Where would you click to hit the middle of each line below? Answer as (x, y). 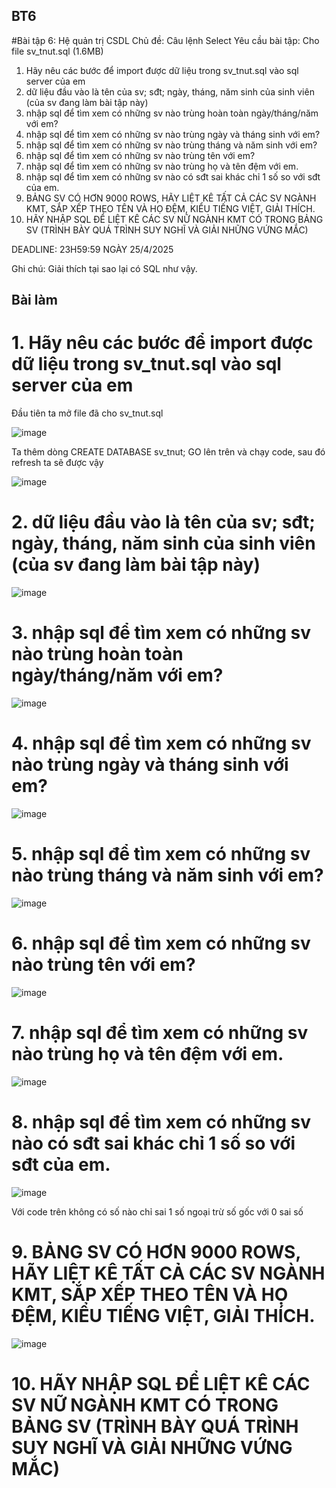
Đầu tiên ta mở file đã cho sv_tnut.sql (87, 413)
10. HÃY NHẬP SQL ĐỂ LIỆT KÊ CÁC (161, 1383)
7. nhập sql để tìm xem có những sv (160, 1033)
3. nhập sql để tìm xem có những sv (161, 633)
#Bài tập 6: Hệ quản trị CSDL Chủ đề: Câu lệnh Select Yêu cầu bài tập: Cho (165, 40)
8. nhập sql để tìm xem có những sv (161, 1121)
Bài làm (34, 300)
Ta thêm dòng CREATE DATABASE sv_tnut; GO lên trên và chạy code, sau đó (168, 452)
